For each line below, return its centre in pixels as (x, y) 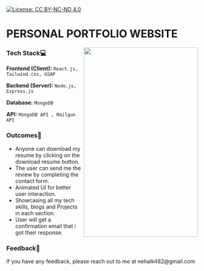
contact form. (32, 181)
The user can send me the (48, 168)
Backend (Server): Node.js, (42, 85)
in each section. (35, 213)
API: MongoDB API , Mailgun (41, 115)
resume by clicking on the (47, 155)
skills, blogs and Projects (46, 207)
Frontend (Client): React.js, (42, 69)
